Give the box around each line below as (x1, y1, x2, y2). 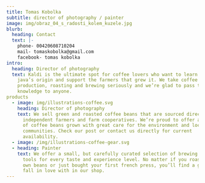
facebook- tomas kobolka (17, 54, 81, 60)
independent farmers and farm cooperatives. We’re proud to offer (22, 117, 195, 123)
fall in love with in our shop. (22, 168, 105, 174)
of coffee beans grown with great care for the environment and (22, 123, 190, 129)
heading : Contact (12, 32, 56, 38)
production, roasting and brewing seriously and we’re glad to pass (17, 83, 195, 89)
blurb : (6, 26, 23, 32)
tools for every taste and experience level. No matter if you (22, 156, 187, 162)
